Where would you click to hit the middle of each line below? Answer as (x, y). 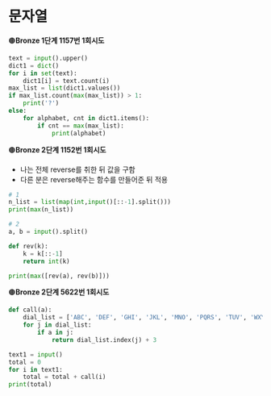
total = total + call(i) (65, 377)
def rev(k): (28, 246)
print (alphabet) (79, 133)
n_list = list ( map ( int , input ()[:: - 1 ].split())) (90, 202)
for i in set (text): (43, 73)
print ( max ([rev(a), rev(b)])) (59, 276)
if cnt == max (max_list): (81, 126)
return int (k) (46, 261)
